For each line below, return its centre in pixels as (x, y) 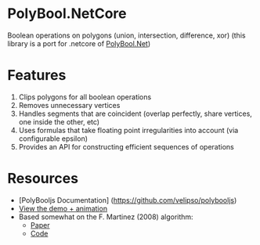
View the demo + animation (63, 208)
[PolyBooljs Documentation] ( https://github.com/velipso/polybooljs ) (128, 200)
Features (37, 76)
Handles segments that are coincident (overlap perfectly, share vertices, (135, 113)
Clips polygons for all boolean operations (85, 97)
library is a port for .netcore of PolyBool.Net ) (79, 43)
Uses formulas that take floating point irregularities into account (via (128, 130)
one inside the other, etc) (59, 121)
